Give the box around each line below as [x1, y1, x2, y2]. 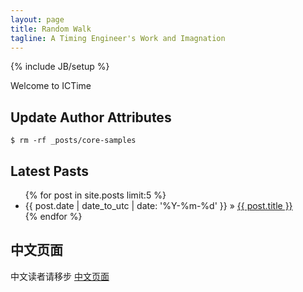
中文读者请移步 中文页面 [10, 270, 110, 282]
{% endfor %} [24, 211, 83, 222]
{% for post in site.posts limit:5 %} [24, 189, 167, 201]
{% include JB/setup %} [10, 61, 110, 73]
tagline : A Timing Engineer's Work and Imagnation [10, 33, 226, 43]
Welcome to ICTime [10, 80, 92, 92]
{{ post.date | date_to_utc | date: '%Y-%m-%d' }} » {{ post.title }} [24, 200, 293, 211]
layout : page [10, 14, 65, 25]
